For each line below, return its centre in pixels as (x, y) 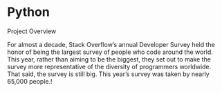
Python (28, 12)
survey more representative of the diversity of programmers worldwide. (109, 66)
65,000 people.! (30, 81)
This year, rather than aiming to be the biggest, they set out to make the (109, 59)
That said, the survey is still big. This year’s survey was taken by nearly (108, 74)
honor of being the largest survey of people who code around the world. (110, 52)
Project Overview (32, 31)
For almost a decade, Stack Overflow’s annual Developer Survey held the (111, 44)
